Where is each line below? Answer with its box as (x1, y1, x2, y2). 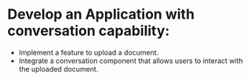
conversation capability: (7, 22, 170, 40)
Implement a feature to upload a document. (18, 48, 159, 57)
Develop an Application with (7, 5, 195, 23)
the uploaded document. (18, 64, 99, 73)
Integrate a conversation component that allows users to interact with (18, 56, 244, 65)
